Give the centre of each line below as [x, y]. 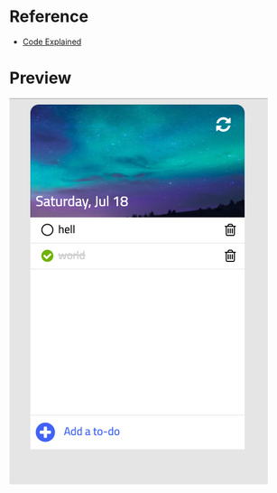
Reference [49, 17]
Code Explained [52, 42]
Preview [41, 78]
